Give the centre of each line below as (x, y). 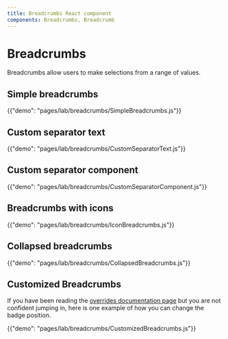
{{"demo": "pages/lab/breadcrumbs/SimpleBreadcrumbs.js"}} (94, 111)
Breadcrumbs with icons (61, 209)
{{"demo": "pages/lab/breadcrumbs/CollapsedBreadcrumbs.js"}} (99, 263)
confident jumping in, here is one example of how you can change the (105, 308)
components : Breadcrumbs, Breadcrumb (61, 20)
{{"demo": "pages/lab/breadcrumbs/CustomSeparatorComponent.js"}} (107, 186)
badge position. (29, 315)
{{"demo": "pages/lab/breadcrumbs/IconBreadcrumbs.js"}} (91, 225)
